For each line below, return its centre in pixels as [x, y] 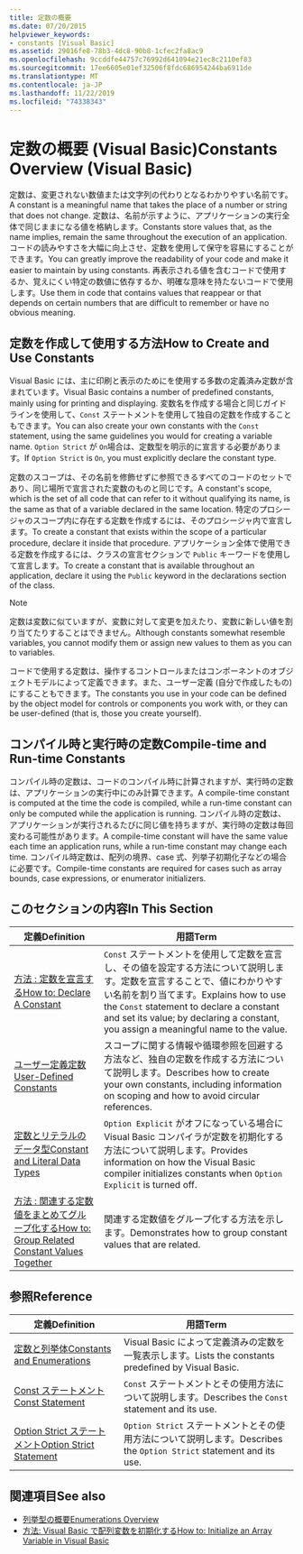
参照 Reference [51, 1297]
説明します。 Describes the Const [219, 1397]
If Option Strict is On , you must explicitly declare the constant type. [150, 458]
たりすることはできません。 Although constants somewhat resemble [159, 633]
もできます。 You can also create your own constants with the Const [134, 426]
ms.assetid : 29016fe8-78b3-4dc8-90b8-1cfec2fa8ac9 [106, 51]
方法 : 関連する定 [49, 1200]
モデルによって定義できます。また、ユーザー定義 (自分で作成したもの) [163, 683]
